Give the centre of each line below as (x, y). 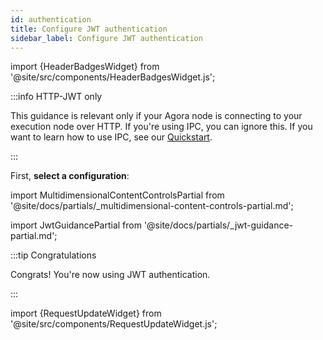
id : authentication (51, 19)
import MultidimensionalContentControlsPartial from (117, 195)
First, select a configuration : (70, 176)
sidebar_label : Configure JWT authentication (106, 38)
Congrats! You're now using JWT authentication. (110, 275)
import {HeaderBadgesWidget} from (85, 67)
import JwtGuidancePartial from (76, 225)
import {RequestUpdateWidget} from (86, 313)
